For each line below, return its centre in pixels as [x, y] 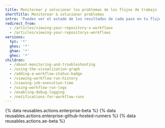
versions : [15, 37]
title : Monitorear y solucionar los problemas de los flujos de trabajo [81, 10]
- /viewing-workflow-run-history [44, 78]
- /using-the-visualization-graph [45, 69]
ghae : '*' [19, 51]
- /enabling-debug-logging [37, 92]
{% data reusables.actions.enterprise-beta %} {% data [61, 111]
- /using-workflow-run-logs [38, 87]
